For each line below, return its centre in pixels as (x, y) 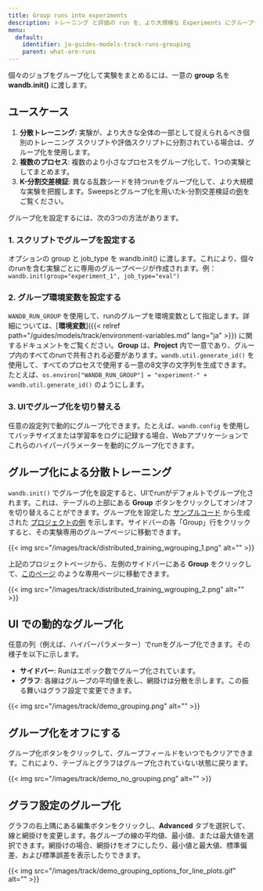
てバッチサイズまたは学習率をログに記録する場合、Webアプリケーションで (128, 435)
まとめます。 (53, 171)
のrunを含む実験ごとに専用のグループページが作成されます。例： (112, 268)
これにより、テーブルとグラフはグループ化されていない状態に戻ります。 (137, 763)
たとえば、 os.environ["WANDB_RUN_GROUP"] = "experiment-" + (108, 375)
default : (29, 37)
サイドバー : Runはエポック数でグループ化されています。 (109, 671)
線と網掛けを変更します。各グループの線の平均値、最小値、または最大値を (128, 835)
